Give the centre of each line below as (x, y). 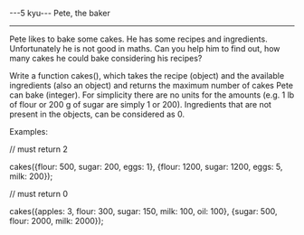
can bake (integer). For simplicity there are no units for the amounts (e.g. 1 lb (152, 95)
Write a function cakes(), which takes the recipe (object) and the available (147, 75)
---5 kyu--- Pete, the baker (60, 13)
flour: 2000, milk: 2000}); (57, 221)
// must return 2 (38, 149)
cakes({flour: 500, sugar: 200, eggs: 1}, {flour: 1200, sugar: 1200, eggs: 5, (146, 167)
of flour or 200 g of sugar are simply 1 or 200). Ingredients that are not (140, 104)
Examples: (28, 132)
